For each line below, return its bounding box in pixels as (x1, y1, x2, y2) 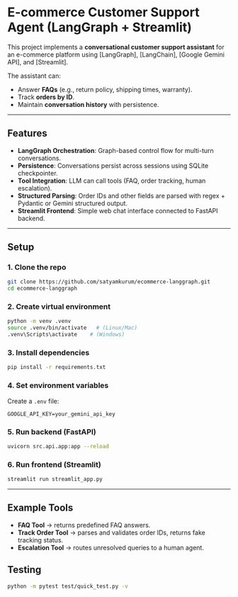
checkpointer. (17, 169, 58, 177)
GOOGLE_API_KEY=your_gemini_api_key (7, 410, 115, 418)
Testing (7, 564, 42, 576)
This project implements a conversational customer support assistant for (7, 42, 225, 51)
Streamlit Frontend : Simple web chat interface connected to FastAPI (17, 206, 218, 215)
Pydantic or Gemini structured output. (17, 199, 128, 207)
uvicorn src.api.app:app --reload (7, 443, 110, 450)
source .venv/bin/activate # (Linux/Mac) (7, 324, 138, 331)
